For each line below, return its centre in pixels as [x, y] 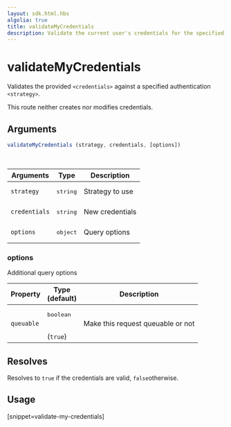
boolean [59, 315]
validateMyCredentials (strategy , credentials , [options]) [94, 145]
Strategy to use [109, 191]
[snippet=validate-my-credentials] [56, 416]
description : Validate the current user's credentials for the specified [116, 33]
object [67, 232]
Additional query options [42, 273]
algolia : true [28, 20]
